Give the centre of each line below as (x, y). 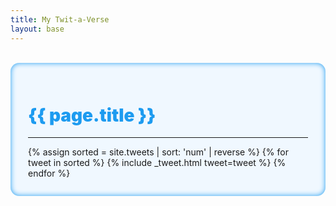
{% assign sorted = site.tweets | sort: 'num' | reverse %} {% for (158, 152)
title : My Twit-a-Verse (60, 19)
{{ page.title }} (92, 115)
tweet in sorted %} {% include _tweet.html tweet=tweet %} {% (157, 163)
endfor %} (49, 173)
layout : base (37, 29)
